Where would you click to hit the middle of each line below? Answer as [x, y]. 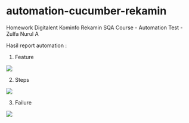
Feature [24, 57]
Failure [23, 102]
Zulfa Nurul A [22, 33]
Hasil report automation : [37, 45]
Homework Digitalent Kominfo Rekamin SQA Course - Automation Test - [94, 27]
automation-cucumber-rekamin [86, 11]
